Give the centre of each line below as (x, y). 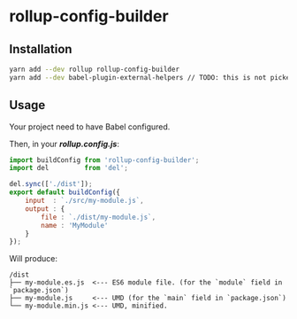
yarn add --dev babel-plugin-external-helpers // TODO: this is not (138, 77)
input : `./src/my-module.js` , (84, 201)
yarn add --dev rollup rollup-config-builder (94, 69)
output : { (45, 209)
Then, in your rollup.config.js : (64, 144)
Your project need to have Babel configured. (90, 127)
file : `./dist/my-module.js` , (99, 217)
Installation (41, 49)
